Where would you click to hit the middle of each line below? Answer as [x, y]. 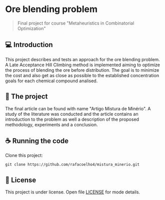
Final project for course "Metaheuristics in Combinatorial [76, 23]
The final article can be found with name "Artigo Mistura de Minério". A [78, 108]
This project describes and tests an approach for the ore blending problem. [82, 59]
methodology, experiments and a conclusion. [51, 124]
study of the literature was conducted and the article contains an [72, 114]
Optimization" [31, 28]
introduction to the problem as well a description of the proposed [72, 119]
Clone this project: [24, 155]
